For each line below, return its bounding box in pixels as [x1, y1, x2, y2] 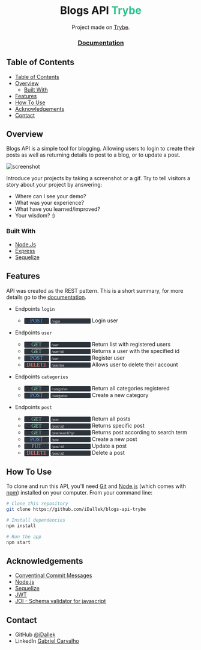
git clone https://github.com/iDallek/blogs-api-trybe [6, 507, 146, 513]
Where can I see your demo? [14, 193, 86, 200]
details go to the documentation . [6, 293, 87, 301]
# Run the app [6, 534, 42, 540]
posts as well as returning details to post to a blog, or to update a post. [6, 151, 181, 158]
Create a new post [92, 435, 137, 443]
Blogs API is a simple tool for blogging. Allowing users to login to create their [6, 145, 196, 152]
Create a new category [92, 391, 149, 398]
